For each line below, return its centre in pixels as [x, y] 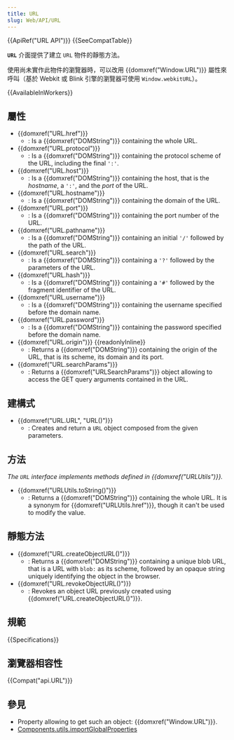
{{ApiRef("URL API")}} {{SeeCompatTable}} [70, 40]
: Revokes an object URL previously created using [99, 591]
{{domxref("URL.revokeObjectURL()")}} [74, 584]
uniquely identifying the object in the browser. [94, 576]
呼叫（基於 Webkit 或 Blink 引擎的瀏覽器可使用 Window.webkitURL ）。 [104, 79]
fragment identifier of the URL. [72, 290]
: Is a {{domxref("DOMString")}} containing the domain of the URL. [124, 201]
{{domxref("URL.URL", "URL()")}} [65, 421]
